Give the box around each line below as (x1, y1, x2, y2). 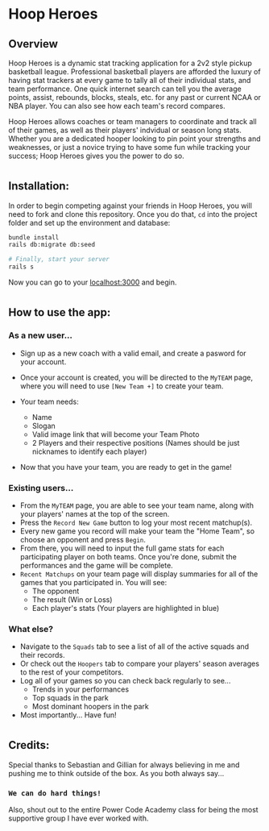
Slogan (31, 421, 56, 430)
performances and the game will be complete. (19, 560, 173, 570)
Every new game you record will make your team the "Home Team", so (19, 526, 255, 536)
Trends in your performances (31, 684, 130, 694)
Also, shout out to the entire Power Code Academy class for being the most (8, 805, 259, 815)
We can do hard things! (8, 788, 102, 798)
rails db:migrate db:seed (8, 241, 95, 249)
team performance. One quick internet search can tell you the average (8, 84, 242, 93)
